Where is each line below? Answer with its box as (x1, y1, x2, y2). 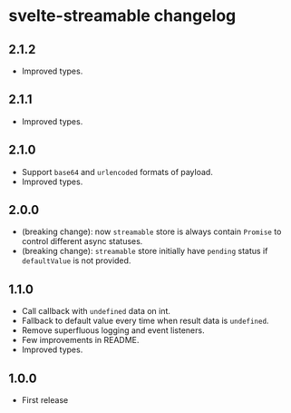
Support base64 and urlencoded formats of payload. (21, 166, 214, 177)
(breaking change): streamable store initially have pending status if (21, 246, 268, 257)
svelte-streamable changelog (8, 5, 237, 26)
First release (21, 395, 69, 406)
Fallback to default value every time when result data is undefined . (21, 315, 269, 327)
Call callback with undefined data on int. (21, 306, 171, 317)
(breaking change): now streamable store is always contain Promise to (21, 226, 282, 237)
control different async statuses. (21, 236, 143, 247)
